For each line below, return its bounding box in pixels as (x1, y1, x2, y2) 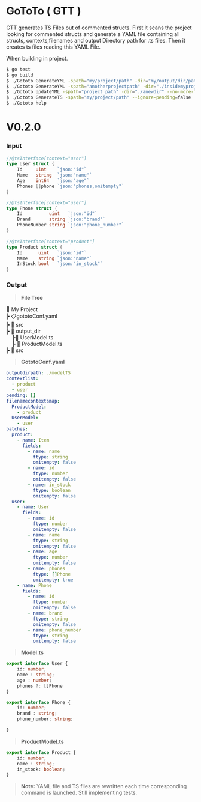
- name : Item (17, 437, 50, 443)
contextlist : (6, 375, 39, 382)
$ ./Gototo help (6, 100, 47, 106)
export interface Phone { (6, 699, 71, 705)
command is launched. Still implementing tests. (20, 789, 138, 797)
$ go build (6, 72, 33, 78)
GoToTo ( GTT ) (6, 4, 81, 18)
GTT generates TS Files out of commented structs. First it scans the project (6, 24, 193, 31)
